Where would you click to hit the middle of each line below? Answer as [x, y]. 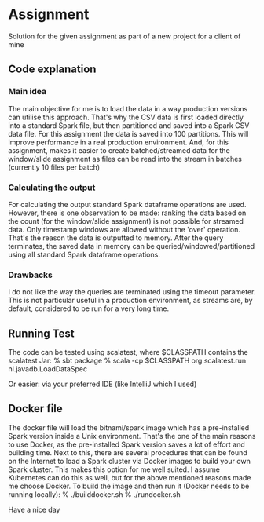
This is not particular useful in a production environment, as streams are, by [130, 301]
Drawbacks [30, 275]
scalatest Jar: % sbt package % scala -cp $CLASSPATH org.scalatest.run [127, 361]
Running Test [41, 333]
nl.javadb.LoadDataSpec [48, 369]
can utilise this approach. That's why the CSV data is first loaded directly [126, 117]
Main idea [27, 92]
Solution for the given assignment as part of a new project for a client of [125, 36]
